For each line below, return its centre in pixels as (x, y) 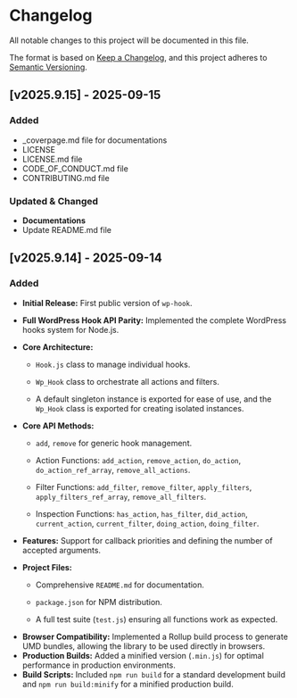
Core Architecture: (58, 347)
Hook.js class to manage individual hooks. (113, 364)
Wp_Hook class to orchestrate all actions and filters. (128, 381)
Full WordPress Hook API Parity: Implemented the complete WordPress (154, 320)
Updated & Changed (54, 201)
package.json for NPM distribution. (99, 602)
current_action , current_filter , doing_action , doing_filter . (147, 523)
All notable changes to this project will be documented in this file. (129, 40)
